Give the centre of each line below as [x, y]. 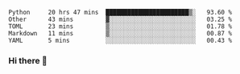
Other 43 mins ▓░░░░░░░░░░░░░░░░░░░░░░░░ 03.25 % [120, 19]
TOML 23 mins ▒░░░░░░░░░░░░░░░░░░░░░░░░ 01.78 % [120, 27]
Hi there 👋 [28, 60]
